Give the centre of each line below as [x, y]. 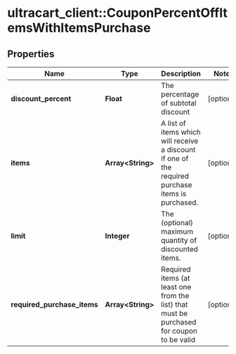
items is [174, 194]
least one [176, 287]
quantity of [179, 240]
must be [175, 313]
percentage [180, 94]
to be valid [178, 340]
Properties [31, 54]
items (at [176, 278]
